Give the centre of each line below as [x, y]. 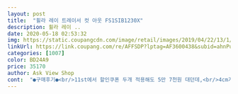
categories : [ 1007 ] [36, 54]
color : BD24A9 [28, 60]
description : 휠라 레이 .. [44, 27]
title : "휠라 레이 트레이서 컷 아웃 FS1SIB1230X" [75, 20]
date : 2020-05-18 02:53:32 [47, 34]
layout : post [27, 14]
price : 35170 [27, 66]
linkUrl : [20, 47]
